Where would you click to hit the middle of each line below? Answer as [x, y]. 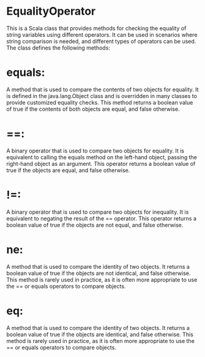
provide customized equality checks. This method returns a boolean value [100, 102]
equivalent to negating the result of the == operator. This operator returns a [102, 218]
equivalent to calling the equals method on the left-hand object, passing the [102, 157]
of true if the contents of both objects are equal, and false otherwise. [93, 109]
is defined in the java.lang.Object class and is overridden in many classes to [102, 96]
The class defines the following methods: [58, 48]
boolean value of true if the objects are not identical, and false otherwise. [99, 273]
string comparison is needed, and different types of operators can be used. [101, 41]
